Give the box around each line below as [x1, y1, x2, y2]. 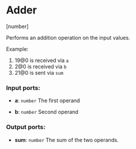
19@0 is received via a [14, 57, 69, 64]
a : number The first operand [14, 97, 80, 104]
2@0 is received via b [14, 63, 67, 70]
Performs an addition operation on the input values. [6, 34, 131, 41]
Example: [6, 45, 29, 53]
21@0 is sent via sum [14, 69, 63, 76]
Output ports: [6, 123, 46, 131]
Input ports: [6, 84, 40, 92]
